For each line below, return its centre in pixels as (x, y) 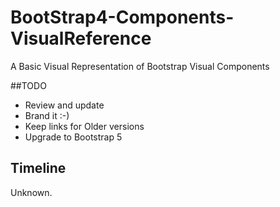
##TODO (28, 85)
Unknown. (31, 192)
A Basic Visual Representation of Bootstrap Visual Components (140, 66)
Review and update (64, 105)
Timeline (38, 168)
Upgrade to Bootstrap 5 (73, 137)
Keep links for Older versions (84, 126)
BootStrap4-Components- (122, 17)
